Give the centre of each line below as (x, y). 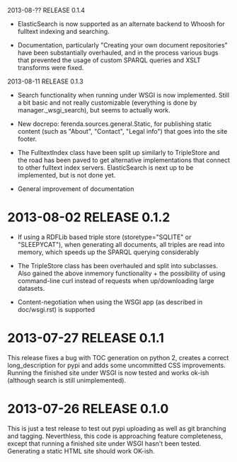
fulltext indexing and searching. (63, 31)
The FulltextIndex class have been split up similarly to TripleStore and (118, 152)
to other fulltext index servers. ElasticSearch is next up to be (105, 168)
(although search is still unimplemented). (67, 380)
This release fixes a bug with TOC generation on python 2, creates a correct (118, 357)
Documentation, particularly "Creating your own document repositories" (122, 45)
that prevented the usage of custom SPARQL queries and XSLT (109, 60)
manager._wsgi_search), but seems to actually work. (94, 110)
